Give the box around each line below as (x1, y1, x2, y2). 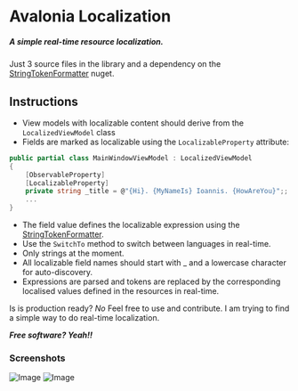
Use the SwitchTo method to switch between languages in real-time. (21, 239, 271, 249)
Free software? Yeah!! (9, 330, 93, 340)
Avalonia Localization (9, 6, 172, 27)
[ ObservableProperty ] (25, 170, 105, 179)
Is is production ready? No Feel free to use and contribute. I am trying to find (9, 303, 290, 314)
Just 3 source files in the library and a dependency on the (9, 59, 221, 69)
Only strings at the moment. (21, 248, 125, 259)
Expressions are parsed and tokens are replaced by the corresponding (21, 276, 281, 287)
